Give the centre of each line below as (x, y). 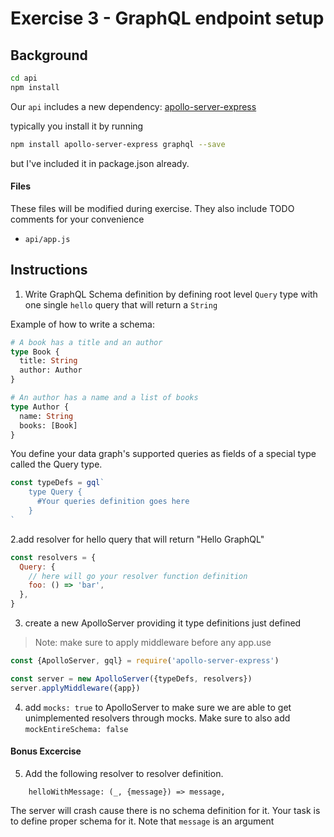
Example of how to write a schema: (82, 324)
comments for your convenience (77, 219)
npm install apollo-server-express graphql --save (118, 144)
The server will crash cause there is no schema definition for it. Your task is (165, 810)
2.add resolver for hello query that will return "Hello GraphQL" (137, 539)
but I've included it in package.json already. (100, 163)
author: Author (51, 370)
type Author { (40, 407)
